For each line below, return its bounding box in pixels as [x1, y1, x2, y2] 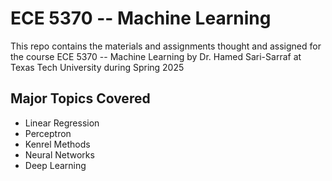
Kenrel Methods [24, 138, 91, 150]
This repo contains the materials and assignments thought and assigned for [10, 40, 322, 52]
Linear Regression [24, 117, 100, 129]
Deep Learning [24, 159, 87, 171]
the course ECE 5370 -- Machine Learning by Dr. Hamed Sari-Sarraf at [10, 50, 302, 62]
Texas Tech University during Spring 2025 [10, 61, 185, 73]
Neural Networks [24, 148, 95, 161]
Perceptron [24, 127, 72, 139]
